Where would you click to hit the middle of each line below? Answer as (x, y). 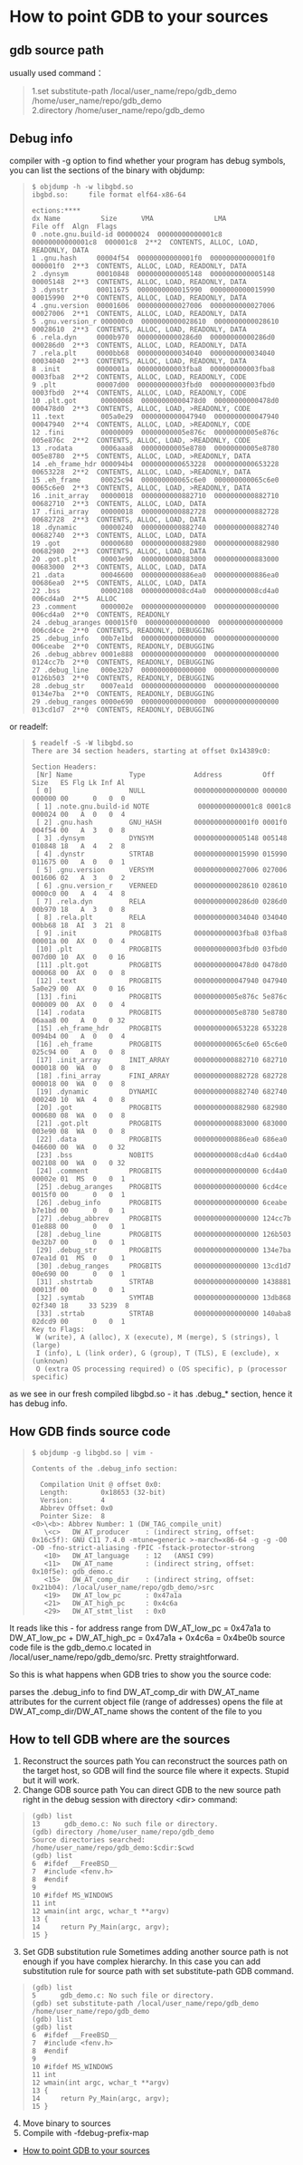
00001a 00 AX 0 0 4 (78, 941)
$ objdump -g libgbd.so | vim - (92, 1452)
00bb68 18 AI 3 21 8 (78, 925)
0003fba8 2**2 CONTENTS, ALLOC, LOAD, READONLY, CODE (139, 377)
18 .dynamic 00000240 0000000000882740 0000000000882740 (155, 527)
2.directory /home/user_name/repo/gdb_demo (118, 110)
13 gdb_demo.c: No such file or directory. (125, 1825)
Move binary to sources (66, 2123)
